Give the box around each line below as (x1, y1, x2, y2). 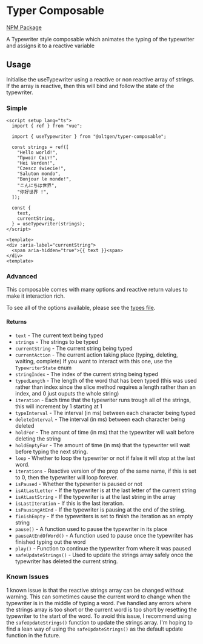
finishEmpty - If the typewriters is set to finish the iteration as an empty (15, 512, 193, 519)
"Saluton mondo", (17, 171, 61, 177)
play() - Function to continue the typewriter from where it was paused (15, 544, 191, 552)
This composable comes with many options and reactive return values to (6, 286, 188, 293)
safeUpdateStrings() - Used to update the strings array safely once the (15, 551, 193, 558)
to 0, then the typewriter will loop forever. (15, 473, 119, 481)
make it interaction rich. (6, 292, 65, 300)
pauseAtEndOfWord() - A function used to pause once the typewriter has (15, 532, 193, 539)
